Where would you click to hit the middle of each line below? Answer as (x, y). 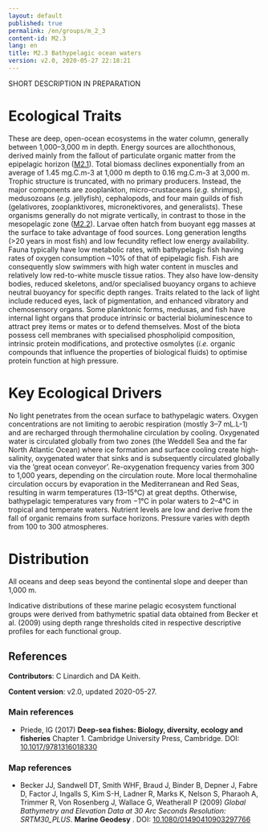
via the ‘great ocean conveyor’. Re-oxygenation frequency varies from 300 (132, 467)
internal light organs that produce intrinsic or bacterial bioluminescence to (130, 318)
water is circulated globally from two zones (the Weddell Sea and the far (128, 441)
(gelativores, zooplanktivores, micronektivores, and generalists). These (126, 207)
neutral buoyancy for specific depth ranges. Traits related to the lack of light (134, 292)
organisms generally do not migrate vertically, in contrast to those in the (127, 215)
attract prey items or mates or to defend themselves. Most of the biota (124, 326)
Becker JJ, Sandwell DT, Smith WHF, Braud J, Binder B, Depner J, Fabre (139, 785)
